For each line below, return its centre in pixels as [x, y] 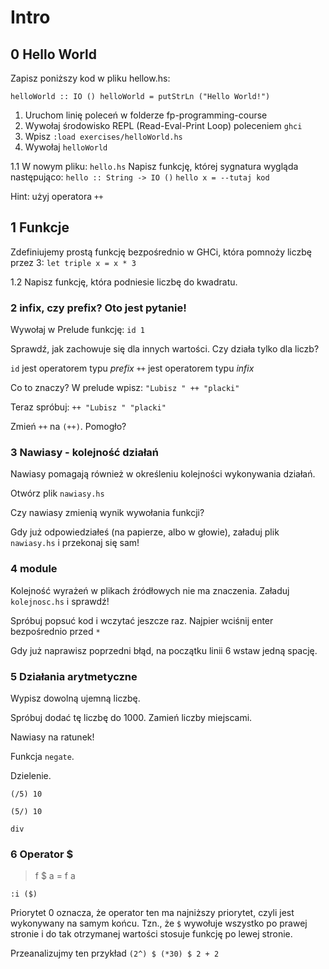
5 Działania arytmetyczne [74, 676]
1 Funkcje [40, 227]
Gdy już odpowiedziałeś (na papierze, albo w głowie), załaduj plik [145, 532]
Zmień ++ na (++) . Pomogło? [68, 427]
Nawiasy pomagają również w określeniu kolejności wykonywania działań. [163, 474]
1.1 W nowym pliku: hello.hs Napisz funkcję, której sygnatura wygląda [154, 166]
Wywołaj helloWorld [66, 147]
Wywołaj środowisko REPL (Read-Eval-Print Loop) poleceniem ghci [163, 125]
